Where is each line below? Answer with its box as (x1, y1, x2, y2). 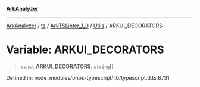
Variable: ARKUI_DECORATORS (6, 43, 164, 57)
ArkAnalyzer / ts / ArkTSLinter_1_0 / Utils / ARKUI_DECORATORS (6, 22, 162, 29)
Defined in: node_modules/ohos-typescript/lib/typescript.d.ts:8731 (6, 74, 170, 81)
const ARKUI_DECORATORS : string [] (20, 63, 114, 70)
